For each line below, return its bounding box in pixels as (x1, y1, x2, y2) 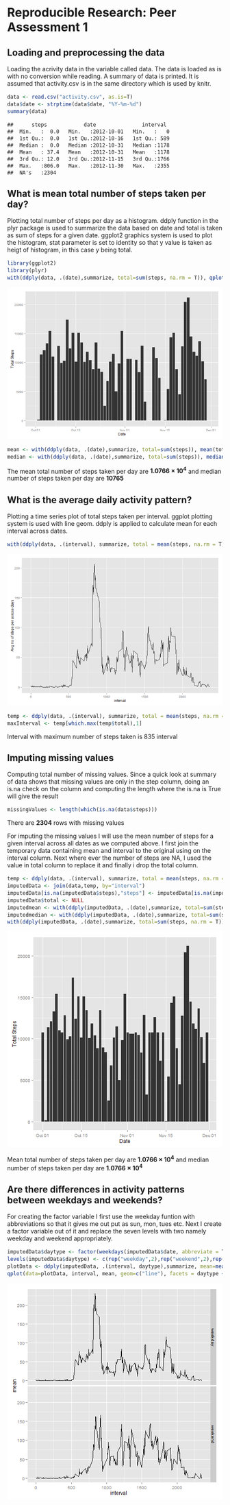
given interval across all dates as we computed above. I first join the (7, 839, 199, 847)
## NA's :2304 (7, 169, 57, 176)
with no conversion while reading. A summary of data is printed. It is (7, 72, 199, 80)
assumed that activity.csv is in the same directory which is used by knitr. (7, 80, 212, 87)
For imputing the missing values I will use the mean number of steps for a (7, 832, 214, 841)
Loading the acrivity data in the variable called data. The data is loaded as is (7, 65, 222, 73)
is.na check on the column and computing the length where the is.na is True (7, 785, 221, 793)
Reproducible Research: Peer (7, 5, 177, 21)
